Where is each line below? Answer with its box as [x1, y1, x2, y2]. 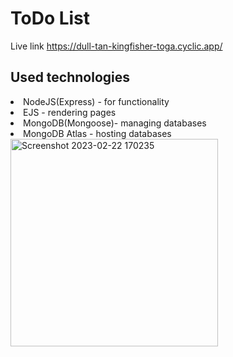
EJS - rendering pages [23, 106, 117, 118]
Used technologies [10, 69, 131, 86]
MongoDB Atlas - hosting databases [23, 127, 172, 139]
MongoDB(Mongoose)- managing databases [23, 117, 207, 129]
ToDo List [10, 7, 91, 30]
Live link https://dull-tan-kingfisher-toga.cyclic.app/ [10, 40, 223, 52]
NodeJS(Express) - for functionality [23, 95, 170, 107]
